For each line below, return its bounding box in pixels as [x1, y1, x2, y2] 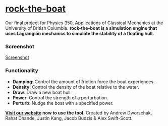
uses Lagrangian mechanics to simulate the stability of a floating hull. [5, 30, 154, 36]
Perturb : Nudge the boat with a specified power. [12, 100, 114, 106]
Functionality [5, 67, 39, 74]
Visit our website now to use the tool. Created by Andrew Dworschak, [5, 109, 152, 116]
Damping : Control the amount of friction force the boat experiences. [12, 79, 155, 85]
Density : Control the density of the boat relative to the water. [12, 84, 140, 90]
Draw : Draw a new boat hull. [12, 89, 72, 95]
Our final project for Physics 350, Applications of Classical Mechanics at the [5, 20, 163, 26]
